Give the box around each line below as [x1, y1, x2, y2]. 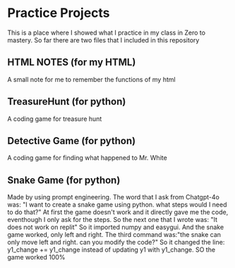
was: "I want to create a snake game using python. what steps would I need [7, 200, 227, 209]
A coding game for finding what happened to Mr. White [7, 153, 167, 162]
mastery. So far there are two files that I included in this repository [7, 35, 200, 44]
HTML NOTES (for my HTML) [7, 57, 136, 69]
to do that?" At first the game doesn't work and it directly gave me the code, [7, 208, 229, 216]
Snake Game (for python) [7, 174, 121, 186]
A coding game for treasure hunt [7, 115, 102, 123]
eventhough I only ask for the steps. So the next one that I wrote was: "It [7, 216, 217, 224]
